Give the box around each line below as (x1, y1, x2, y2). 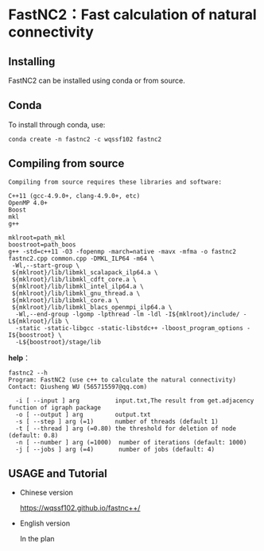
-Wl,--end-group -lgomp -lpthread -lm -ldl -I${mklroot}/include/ (15, 310, 240, 318)
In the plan (19, 534, 55, 544)
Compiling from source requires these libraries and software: (8, 178, 223, 186)
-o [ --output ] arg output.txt (15, 410, 151, 418)
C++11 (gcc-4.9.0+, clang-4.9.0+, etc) (8, 192, 141, 200)
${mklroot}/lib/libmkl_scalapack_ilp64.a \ (11, 268, 158, 277)
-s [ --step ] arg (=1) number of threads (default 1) (15, 417, 219, 425)
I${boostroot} (8, 331, 56, 339)
